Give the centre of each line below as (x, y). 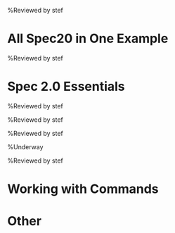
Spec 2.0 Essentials (66, 87)
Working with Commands (83, 189)
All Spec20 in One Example (88, 39)
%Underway (25, 146)
